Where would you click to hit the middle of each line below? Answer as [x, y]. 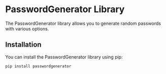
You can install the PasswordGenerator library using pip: [64, 57]
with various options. [27, 28]
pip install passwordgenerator [38, 66]
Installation [23, 45]
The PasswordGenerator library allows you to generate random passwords [83, 23]
